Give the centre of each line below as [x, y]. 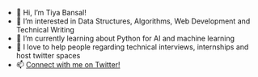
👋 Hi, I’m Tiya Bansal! [51, 13]
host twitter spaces [48, 56]
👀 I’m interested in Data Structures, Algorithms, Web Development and [133, 21]
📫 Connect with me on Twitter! [68, 64]
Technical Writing [45, 30]
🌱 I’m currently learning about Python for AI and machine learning [125, 38]
